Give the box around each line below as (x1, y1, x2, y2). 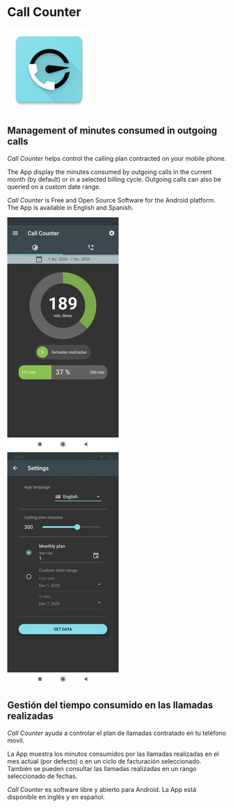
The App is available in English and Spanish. (7, 203, 134, 212)
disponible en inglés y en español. (7, 793, 105, 801)
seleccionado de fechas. (7, 772, 78, 780)
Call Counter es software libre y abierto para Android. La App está (7, 785, 197, 793)
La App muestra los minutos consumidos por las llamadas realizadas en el (7, 750, 219, 758)
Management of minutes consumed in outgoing (7, 125, 218, 136)
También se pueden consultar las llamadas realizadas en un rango (7, 764, 197, 773)
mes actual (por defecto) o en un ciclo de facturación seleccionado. (7, 756, 202, 766)
